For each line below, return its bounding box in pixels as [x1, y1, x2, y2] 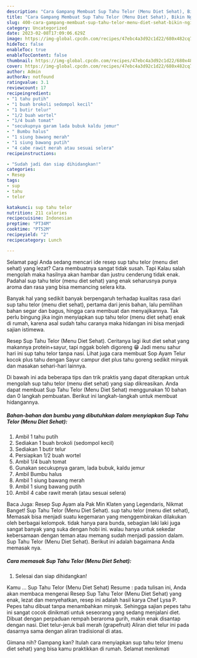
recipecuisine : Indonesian [6, 215, 72, 221]
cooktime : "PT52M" [6, 227, 51, 232]
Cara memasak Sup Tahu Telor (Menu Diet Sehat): [6, 558, 132, 565]
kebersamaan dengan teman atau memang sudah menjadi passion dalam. [6, 532, 185, 539]
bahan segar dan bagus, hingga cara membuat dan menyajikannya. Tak [6, 307, 179, 314]
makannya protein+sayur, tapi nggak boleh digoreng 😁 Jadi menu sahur [6, 343, 181, 350]
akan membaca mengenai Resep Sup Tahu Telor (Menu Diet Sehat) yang [6, 590, 182, 597]
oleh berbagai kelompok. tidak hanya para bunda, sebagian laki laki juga [6, 519, 181, 526]
